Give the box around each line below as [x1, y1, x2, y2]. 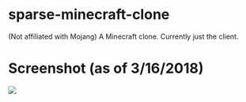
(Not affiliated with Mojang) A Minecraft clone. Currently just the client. [8, 32, 239, 41]
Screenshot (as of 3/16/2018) [8, 59, 204, 77]
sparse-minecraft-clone [8, 6, 170, 24]
